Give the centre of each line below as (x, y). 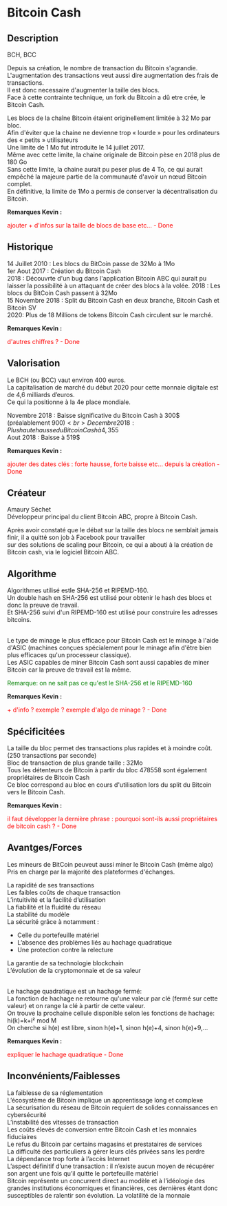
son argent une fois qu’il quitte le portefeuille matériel (83, 1173)
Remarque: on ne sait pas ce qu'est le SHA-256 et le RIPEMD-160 (100, 683)
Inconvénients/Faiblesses (64, 1076)
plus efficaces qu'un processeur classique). (69, 655)
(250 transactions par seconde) (52, 756)
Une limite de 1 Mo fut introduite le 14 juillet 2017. (76, 147)
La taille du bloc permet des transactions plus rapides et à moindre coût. (110, 748)
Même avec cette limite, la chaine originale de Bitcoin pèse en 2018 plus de (113, 154)
